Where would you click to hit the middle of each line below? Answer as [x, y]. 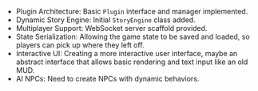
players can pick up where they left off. [80, 45]
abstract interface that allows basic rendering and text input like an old [132, 62]
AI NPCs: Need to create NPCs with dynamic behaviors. [107, 79]
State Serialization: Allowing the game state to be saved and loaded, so [133, 36]
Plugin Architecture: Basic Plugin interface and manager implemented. [132, 11]
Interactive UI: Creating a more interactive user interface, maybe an [127, 53]
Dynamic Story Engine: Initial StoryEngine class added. [105, 20]
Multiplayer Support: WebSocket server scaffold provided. [111, 28]
